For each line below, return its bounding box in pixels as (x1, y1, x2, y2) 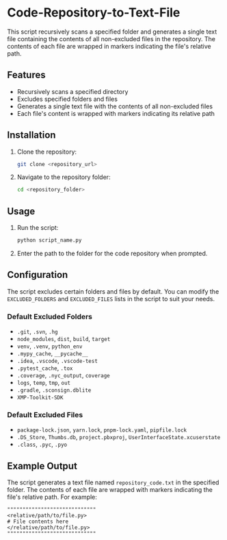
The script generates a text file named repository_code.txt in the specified (7, 478, 219, 486)
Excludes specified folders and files (16, 95, 118, 103)
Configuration (7, 269, 68, 281)
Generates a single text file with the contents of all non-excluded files (16, 102, 213, 110)
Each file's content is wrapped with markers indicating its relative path (16, 109, 215, 117)
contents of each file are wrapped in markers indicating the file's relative (7, 42, 211, 50)
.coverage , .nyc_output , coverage (16, 371, 111, 379)
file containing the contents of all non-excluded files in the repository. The (7, 34, 215, 43)
